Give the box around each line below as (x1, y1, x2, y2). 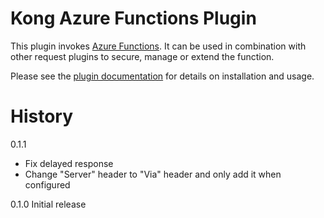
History (10, 105, 74, 128)
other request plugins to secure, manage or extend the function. (10, 50, 275, 62)
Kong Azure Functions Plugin (10, 7, 257, 30)
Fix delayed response (24, 157, 114, 169)
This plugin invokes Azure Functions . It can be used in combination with (10, 40, 307, 52)
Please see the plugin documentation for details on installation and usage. (10, 70, 315, 82)
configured (24, 178, 71, 191)
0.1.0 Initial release (10, 198, 87, 210)
